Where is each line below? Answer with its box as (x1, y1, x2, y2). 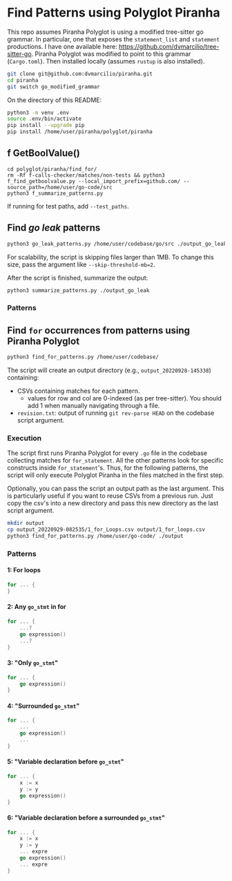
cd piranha (7, 77, 39, 84)
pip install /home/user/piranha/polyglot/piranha (7, 128, 153, 135)
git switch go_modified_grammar (7, 83, 100, 90)
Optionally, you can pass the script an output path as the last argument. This (7, 485, 224, 493)
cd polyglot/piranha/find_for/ (7, 166, 97, 173)
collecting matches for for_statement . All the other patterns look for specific (7, 456, 224, 465)
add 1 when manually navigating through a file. (27, 402, 160, 410)
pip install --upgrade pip (7, 122, 85, 129)
